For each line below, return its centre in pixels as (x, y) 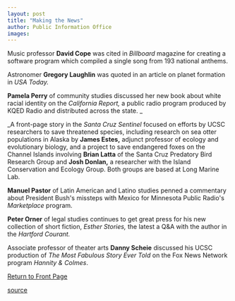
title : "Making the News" (45, 20)
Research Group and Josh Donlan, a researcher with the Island (99, 162)
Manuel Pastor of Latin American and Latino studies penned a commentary (117, 190)
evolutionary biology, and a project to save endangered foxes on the (107, 147)
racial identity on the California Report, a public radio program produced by (117, 104)
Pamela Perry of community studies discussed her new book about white (114, 96)
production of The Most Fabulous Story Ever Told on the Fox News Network (117, 255)
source (18, 290)
